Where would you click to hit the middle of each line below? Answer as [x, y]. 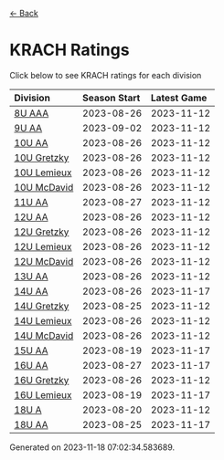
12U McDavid [44, 261]
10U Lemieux [43, 172]
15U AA [31, 350]
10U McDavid [44, 187]
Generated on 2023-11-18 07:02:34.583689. [92, 447]
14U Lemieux [43, 320]
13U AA [31, 276]
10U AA [31, 142]
